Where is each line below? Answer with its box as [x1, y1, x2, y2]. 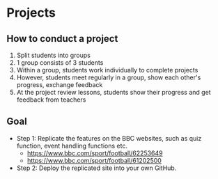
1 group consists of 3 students [16, 59, 104, 67]
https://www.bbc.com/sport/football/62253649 [26, 148, 163, 157]
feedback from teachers [16, 95, 86, 104]
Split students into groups [16, 51, 91, 59]
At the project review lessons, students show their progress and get [16, 88, 211, 96]
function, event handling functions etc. [16, 141, 128, 150]
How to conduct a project [6, 33, 118, 45]
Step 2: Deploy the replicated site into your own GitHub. [16, 164, 177, 172]
